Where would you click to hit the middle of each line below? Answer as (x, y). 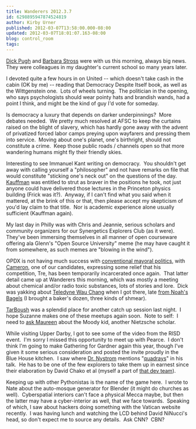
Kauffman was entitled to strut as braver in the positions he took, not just (94, 182)
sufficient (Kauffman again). (40, 213)
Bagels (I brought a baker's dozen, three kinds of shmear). (76, 298)
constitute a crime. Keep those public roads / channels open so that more (95, 146)
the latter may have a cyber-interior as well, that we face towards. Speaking (98, 401)
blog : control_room (30, 39)
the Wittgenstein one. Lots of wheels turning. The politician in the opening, (97, 91)
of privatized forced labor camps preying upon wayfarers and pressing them (98, 133)
